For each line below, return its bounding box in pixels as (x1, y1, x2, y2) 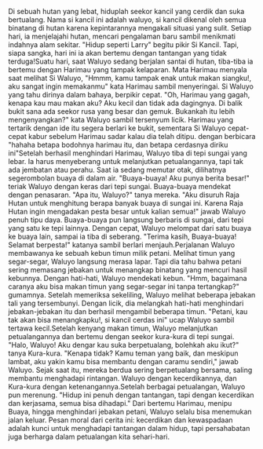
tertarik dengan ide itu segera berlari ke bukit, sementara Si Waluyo (8, 123, 226, 133)
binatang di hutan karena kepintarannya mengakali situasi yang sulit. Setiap (8, 24, 252, 32)
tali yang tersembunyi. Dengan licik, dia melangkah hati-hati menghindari (8, 298, 244, 308)
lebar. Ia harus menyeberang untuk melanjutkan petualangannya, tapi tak (8, 157, 243, 166)
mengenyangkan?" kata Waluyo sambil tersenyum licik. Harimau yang (8, 115, 234, 124)
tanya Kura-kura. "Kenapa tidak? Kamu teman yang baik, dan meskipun (8, 349, 239, 358)
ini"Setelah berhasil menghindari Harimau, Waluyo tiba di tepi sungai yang (8, 148, 247, 158)
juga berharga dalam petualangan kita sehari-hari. (8, 432, 170, 441)
